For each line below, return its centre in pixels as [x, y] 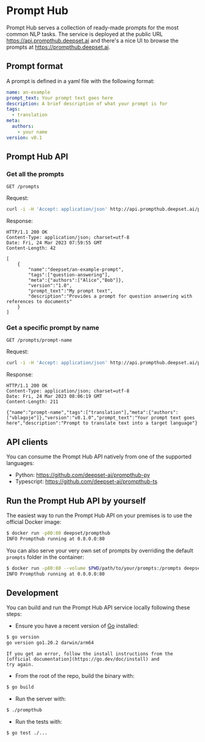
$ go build [20, 687]
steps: [14, 614]
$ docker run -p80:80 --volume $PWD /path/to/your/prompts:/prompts [94, 568]
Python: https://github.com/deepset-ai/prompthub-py [83, 475]
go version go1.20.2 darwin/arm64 [50, 643]
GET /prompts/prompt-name [39, 340]
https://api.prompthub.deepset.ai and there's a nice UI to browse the [92, 40]
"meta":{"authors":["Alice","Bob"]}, [76, 281]
